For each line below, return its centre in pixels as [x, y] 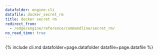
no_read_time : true [25, 33]
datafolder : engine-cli [30, 10]
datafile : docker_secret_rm [34, 14]
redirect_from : [21, 24]
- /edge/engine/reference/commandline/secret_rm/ [62, 28]
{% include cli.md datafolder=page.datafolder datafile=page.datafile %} [79, 47]
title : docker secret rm [31, 19]
